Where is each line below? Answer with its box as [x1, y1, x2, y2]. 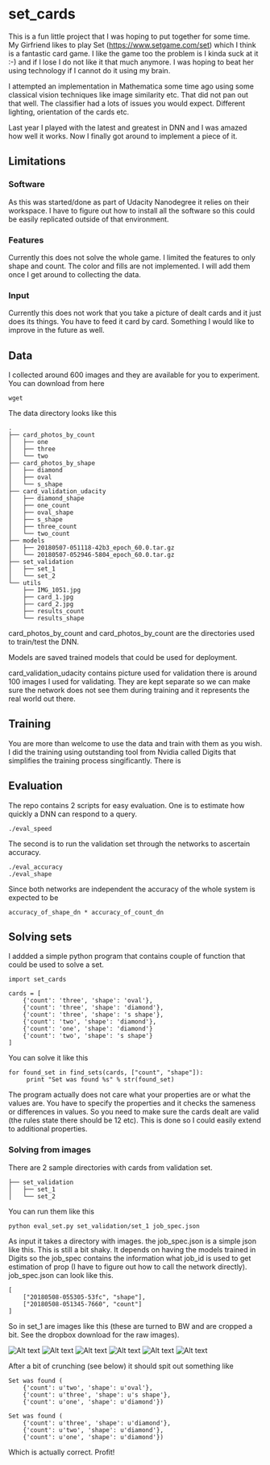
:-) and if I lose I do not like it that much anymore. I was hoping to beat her [8, 57, 254, 67]
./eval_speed [8, 824, 52, 832]
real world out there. [8, 694, 76, 703]
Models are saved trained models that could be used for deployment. [8, 653, 238, 662]
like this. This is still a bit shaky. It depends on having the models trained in [8, 1244, 256, 1254]
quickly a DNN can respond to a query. [8, 809, 138, 819]
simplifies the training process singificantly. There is [8, 755, 181, 766]
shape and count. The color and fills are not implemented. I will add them [8, 261, 251, 271]
